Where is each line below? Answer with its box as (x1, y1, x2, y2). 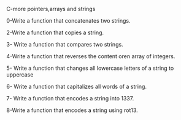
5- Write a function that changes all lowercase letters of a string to (6, 64, 174, 72)
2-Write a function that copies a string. (6, 29, 104, 36)
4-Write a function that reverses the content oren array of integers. (6, 53, 175, 60)
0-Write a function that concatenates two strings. (6, 17, 131, 24)
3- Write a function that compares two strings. (6, 41, 124, 48)
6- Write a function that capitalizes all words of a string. (6, 83, 147, 90)
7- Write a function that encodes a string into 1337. (6, 95, 134, 102)
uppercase (6, 71, 34, 78)
